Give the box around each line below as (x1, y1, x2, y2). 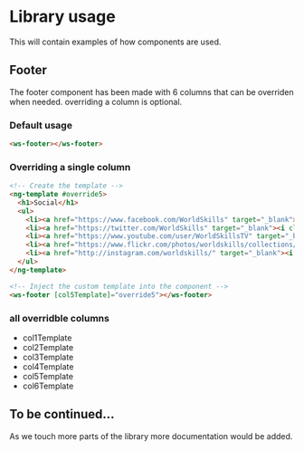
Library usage (9, 6, 116, 27)
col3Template (22, 351, 74, 362)
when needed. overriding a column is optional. (9, 96, 183, 107)
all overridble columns (9, 312, 110, 324)
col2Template (22, 341, 74, 352)
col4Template (22, 360, 74, 372)
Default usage (9, 119, 72, 131)
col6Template (22, 380, 74, 391)
